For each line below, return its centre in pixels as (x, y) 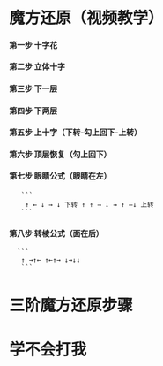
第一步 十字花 (33, 44)
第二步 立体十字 (37, 66)
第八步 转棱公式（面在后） (56, 233)
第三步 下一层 (33, 88)
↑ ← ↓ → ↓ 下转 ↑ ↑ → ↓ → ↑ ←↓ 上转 (89, 204)
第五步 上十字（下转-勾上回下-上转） (76, 133)
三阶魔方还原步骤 (71, 305)
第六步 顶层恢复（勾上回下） (60, 154)
